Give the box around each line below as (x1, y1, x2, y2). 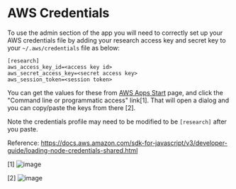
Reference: (7, 139, 40, 147)
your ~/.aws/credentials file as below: (7, 43, 120, 52)
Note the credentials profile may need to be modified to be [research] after (7, 117, 227, 126)
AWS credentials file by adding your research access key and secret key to (7, 36, 226, 44)
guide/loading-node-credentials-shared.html (7, 146, 138, 154)
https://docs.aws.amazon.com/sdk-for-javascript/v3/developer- (40, 139, 228, 147)
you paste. (7, 124, 38, 133)
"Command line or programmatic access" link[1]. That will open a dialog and (7, 96, 230, 104)
